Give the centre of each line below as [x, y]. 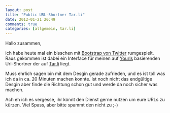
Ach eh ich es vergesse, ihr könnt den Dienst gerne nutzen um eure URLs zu [85, 100]
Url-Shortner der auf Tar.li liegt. [38, 64]
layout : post [19, 10]
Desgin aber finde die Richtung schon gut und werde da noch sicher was [81, 85]
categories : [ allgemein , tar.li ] [41, 29]
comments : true [21, 24]
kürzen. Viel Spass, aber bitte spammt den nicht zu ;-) [62, 105]
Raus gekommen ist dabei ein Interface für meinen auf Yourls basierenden [83, 58]
